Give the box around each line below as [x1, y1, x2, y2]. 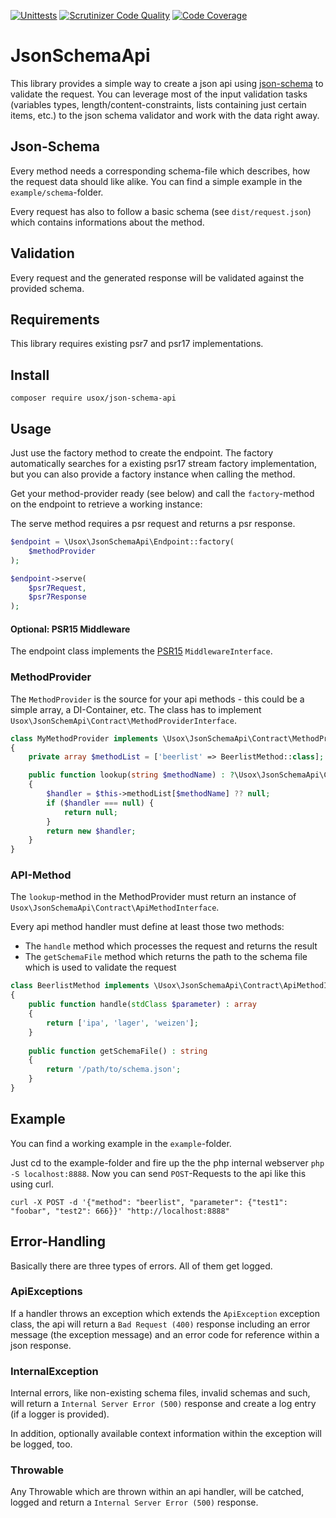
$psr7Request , [28, 583, 87, 593]
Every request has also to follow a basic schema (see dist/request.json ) [10, 205, 312, 217]
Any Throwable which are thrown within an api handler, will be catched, [10, 1486, 305, 1498]
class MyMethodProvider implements [10, 733, 159, 744]
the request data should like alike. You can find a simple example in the [10, 175, 303, 187]
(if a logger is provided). [10, 1408, 110, 1420]
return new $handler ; [46, 826, 137, 836]
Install [10, 366, 50, 384]
